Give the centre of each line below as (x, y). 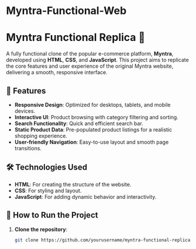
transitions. (28, 148)
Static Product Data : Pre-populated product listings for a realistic (93, 129)
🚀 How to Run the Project (52, 215)
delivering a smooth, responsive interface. (57, 72)
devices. (25, 111)
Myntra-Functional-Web (66, 11)
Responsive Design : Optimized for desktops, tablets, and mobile (92, 105)
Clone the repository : (41, 229)
